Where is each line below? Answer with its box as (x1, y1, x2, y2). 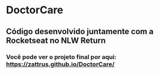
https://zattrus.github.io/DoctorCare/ (6, 60, 115, 68)
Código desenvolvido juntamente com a (6, 27, 154, 36)
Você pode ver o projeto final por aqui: (6, 53, 116, 61)
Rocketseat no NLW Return (6, 35, 106, 45)
